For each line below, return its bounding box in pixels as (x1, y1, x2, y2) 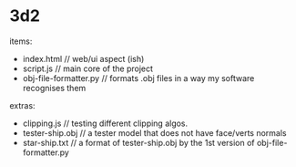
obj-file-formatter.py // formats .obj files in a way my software (22, 72, 255, 83)
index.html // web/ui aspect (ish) (22, 53, 145, 64)
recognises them (22, 82, 87, 93)
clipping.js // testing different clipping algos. (22, 118, 189, 129)
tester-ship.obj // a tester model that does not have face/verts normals (22, 127, 287, 138)
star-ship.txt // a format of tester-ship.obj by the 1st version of (22, 137, 255, 148)
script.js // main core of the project (22, 63, 153, 74)
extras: (9, 99, 36, 110)
